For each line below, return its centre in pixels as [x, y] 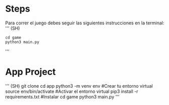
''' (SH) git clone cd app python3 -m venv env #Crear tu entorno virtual [79, 86]
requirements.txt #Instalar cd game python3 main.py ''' [62, 96]
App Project [31, 72]
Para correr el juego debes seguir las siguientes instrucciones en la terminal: [85, 23]
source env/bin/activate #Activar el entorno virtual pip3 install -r [72, 91]
